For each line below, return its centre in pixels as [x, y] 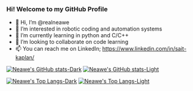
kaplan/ [25, 57]
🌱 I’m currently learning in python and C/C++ [72, 35]
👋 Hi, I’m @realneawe [42, 23]
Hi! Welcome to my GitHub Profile [57, 9]
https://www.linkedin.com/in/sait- [144, 49]
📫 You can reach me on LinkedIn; [58, 49]
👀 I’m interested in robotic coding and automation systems [89, 29]
